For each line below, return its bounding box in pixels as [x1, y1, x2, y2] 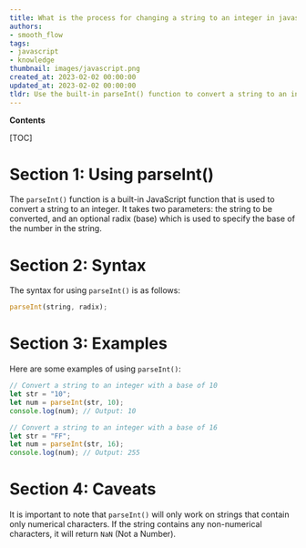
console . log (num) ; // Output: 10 [9, 406, 137, 415]
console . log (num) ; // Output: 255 [9, 448, 141, 458]
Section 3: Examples [9, 333, 168, 354]
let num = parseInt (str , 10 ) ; [9, 398, 125, 407]
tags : [9, 38, 30, 48]
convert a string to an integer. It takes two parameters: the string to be [9, 204, 273, 215]
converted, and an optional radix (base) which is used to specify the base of [9, 213, 296, 224]
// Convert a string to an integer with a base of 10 [9, 381, 219, 391]
